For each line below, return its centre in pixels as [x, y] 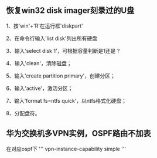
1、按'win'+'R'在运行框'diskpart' [45, 26]
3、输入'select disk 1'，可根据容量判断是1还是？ [64, 51]
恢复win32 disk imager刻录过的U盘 [70, 11]
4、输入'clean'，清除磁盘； [39, 63]
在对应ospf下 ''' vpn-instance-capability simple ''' [66, 149]
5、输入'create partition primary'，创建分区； [61, 76]
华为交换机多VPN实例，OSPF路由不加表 [78, 134]
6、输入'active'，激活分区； [40, 88]
